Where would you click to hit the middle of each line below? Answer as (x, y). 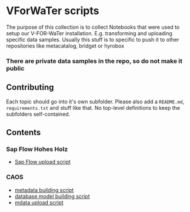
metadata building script (44, 190)
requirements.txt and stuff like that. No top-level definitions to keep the (93, 107)
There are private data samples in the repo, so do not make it (94, 61)
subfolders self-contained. (38, 114)
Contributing (30, 87)
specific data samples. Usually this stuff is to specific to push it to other (93, 39)
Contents (24, 132)
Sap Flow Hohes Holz (37, 149)
